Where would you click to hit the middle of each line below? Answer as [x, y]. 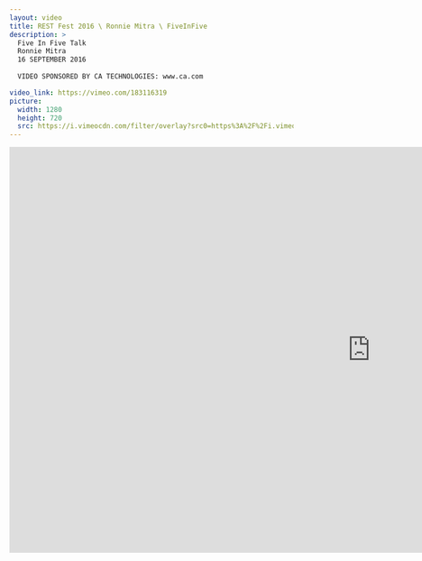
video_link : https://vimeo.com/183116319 [88, 92]
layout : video [36, 18]
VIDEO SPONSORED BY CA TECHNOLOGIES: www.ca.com [110, 77]
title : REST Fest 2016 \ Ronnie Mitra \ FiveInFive [108, 26]
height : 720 [40, 118]
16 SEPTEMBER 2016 [52, 60]
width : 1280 [40, 109]
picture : [26, 101]
